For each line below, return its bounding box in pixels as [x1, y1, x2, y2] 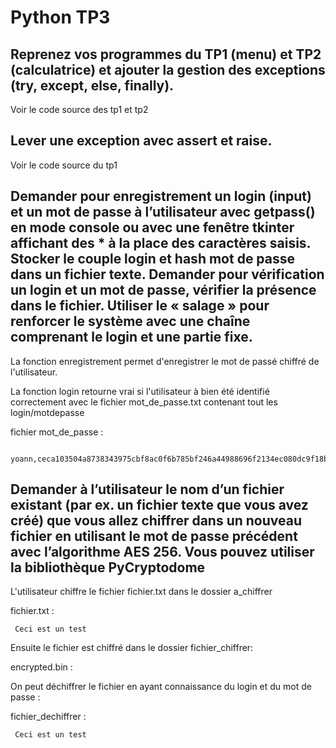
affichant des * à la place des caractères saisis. [10, 235, 311, 252]
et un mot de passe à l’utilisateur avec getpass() [10, 204, 316, 221]
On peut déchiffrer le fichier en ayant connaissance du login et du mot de [10, 681, 312, 693]
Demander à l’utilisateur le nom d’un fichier [10, 481, 285, 498]
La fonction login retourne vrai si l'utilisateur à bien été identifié [10, 385, 270, 397]
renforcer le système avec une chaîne [10, 313, 251, 330]
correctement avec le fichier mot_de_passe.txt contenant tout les [10, 396, 278, 408]
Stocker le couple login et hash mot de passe [10, 251, 296, 268]
